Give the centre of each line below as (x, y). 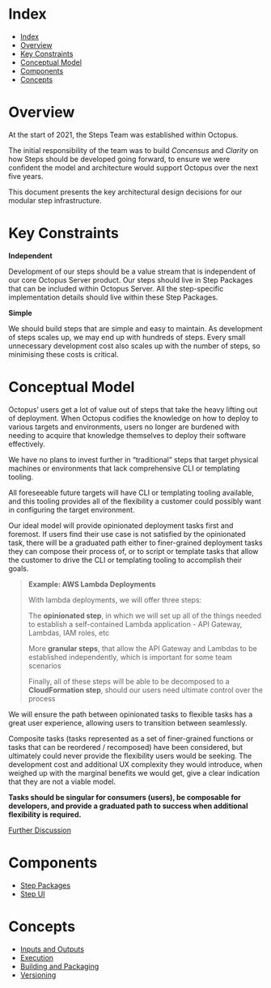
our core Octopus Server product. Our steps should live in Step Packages (131, 279)
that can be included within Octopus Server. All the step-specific (116, 288)
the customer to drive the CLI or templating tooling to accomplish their (125, 560)
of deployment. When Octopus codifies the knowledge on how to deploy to (133, 418)
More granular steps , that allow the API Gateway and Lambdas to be (142, 648)
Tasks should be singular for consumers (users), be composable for (125, 797)
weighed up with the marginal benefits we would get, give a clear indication (134, 773)
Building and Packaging (59, 966)
